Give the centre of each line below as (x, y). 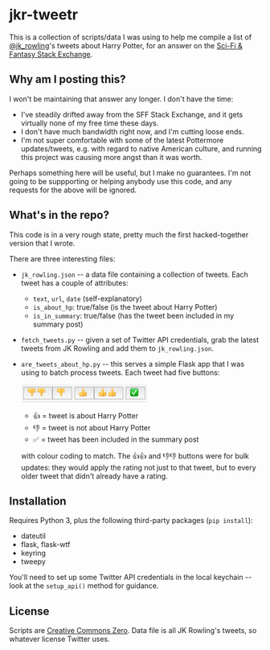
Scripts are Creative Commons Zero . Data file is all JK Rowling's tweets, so (133, 631)
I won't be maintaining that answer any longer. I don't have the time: (121, 99)
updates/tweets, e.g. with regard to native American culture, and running (141, 148)
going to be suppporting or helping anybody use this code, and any (121, 181)
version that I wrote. (42, 243)
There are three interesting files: (62, 258)
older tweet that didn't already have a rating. (94, 475)
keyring (33, 553)
